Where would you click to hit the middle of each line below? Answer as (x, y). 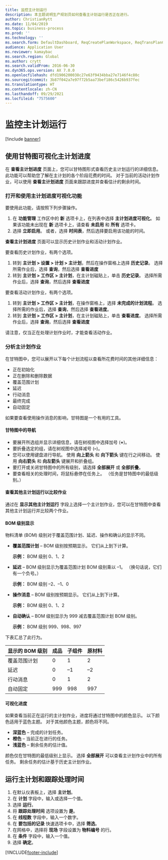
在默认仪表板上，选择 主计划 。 (44, 792)
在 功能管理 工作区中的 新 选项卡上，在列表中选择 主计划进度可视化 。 (83, 218)
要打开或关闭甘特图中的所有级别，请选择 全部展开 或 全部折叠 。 (78, 467)
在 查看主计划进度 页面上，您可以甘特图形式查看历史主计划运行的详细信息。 (83, 169)
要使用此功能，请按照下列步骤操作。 (42, 208)
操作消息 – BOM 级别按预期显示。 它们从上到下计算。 (67, 595)
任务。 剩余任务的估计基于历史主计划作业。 (49, 762)
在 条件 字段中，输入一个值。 (42, 836)
